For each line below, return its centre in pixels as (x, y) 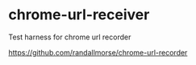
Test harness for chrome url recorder (70, 37)
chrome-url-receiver (79, 15)
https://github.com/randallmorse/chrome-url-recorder (98, 52)
